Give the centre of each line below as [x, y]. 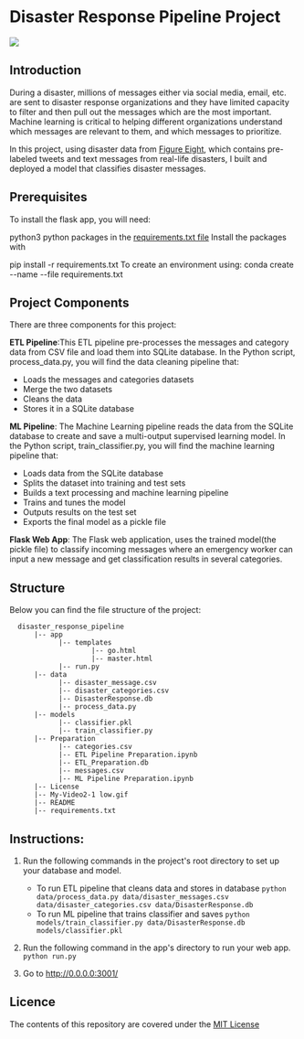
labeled [24, 158]
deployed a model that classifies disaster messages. [108, 168]
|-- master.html [122, 659]
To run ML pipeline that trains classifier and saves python [143, 914]
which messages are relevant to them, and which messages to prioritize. [146, 131]
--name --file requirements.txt [66, 274]
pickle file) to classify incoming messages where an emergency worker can [152, 550]
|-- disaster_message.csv [107, 683]
